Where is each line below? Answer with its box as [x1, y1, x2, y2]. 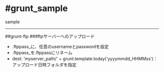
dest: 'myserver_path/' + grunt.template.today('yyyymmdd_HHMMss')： [12, 56, 158, 61]
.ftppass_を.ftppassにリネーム [12, 49, 73, 56]
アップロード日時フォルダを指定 [12, 61, 77, 68]
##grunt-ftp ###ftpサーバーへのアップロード [5, 33, 95, 39]
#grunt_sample [5, 3, 68, 14]
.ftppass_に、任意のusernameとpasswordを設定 [12, 43, 109, 49]
